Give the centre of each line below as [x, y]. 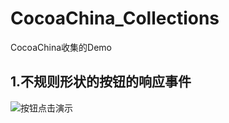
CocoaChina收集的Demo [61, 47]
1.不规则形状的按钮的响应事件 [101, 82]
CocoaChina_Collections [115, 18]
